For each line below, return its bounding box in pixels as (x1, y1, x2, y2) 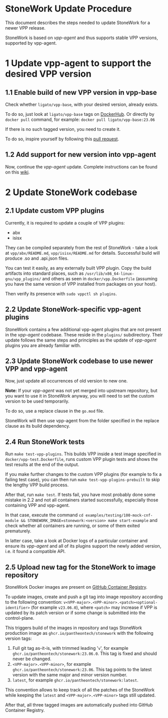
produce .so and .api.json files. (5, 255, 69, 261)
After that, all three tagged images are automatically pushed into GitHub (5, 702, 153, 707)
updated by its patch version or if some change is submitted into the (5, 610, 146, 616)
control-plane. (5, 615, 34, 621)
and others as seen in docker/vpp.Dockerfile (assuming (42, 275, 157, 281)
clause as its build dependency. (5, 423, 70, 429)
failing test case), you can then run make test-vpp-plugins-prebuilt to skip (5, 477, 160, 483)
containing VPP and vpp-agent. (5, 502, 70, 508)
